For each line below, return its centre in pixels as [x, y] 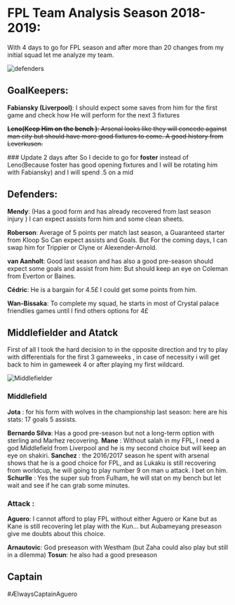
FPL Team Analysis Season [88, 13]
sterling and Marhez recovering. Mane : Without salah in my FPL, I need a [113, 440]
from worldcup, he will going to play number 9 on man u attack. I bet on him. [117, 470]
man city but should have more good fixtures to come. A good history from [115, 136]
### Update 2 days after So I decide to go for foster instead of [98, 157]
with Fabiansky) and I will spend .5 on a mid [70, 172]
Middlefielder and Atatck [63, 332]
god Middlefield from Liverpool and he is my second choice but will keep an [117, 447]
